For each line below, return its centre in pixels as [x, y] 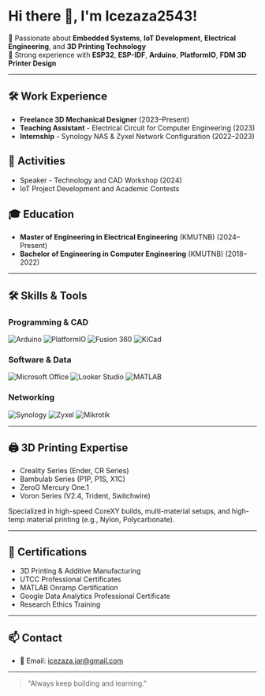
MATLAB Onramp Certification [69, 588]
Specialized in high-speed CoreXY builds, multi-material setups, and [119, 511]
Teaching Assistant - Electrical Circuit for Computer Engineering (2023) [137, 128]
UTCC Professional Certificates [70, 579]
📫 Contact [35, 638]
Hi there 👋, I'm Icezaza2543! [103, 16]
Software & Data [40, 359]
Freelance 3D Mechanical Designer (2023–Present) [105, 119]
